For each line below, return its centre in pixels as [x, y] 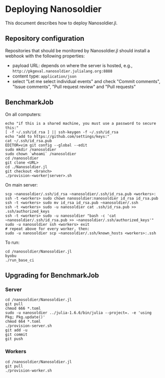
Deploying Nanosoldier [53, 9]
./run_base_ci [20, 260]
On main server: [22, 185]
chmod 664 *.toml [23, 322]
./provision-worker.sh [28, 371]
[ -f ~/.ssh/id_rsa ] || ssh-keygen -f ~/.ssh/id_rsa [62, 132]
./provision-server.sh [28, 326]
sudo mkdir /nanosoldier [31, 149]
